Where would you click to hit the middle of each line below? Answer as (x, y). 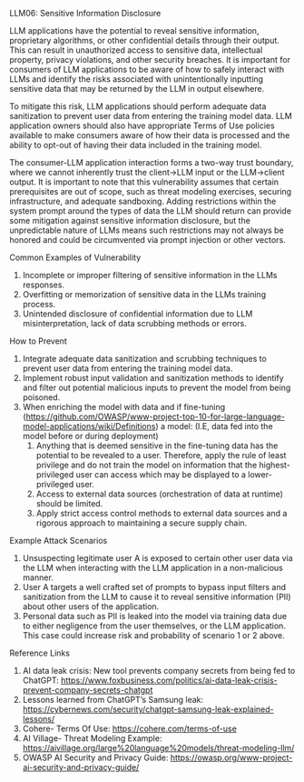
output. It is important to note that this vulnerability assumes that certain (144, 182)
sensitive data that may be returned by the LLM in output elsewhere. (137, 89)
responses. (44, 285)
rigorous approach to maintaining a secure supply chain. (142, 523)
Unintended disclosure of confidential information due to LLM (137, 314)
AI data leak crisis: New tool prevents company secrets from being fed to (159, 671)
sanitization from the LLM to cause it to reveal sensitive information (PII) (157, 597)
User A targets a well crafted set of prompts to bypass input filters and (154, 587)
